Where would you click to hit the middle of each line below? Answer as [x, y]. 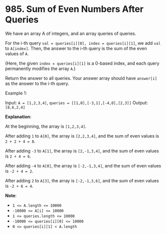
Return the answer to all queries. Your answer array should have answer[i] [81, 78]
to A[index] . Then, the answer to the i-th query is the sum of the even [76, 48]
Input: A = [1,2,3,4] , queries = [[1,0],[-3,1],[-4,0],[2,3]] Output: [77, 102]
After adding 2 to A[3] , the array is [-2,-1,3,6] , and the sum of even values [82, 180]
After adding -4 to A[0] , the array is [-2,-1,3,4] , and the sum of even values [83, 165]
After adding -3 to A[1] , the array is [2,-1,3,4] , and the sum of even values [82, 151]
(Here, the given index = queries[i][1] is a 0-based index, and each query [82, 63]
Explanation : [18, 117]
